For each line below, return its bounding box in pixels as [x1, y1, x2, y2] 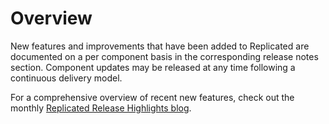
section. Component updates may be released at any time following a [10, 61, 296, 73]
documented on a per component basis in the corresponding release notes [10, 50, 319, 62]
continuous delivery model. [10, 72, 123, 84]
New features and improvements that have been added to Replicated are [10, 40, 310, 52]
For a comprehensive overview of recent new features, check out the [10, 91, 295, 103]
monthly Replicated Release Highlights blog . [10, 102, 192, 114]
